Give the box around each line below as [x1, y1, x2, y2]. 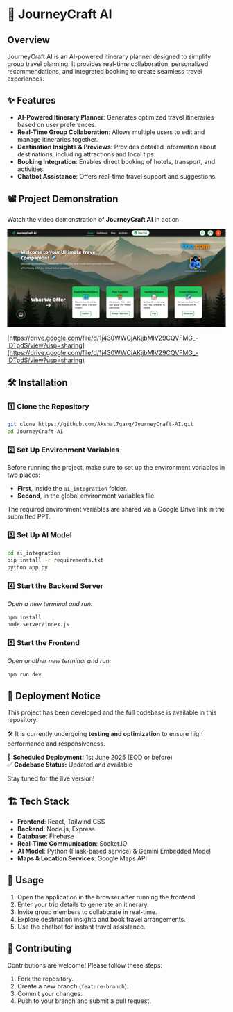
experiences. [7, 74, 45, 83]
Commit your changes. [17, 989, 83, 997]
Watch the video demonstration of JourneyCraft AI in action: [7, 215, 182, 223]
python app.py [7, 564, 49, 571]
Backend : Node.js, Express [17, 825, 96, 833]
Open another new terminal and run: [7, 656, 112, 664]
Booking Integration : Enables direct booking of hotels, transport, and [17, 157, 216, 165]
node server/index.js [7, 621, 70, 628]
